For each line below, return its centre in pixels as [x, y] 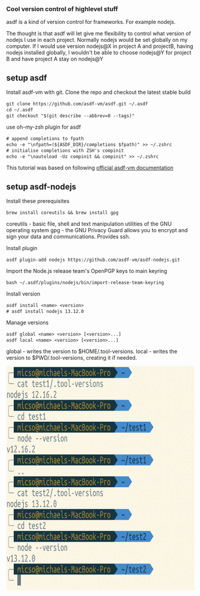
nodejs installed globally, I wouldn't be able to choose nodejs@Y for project [99, 53]
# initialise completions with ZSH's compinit [65, 151]
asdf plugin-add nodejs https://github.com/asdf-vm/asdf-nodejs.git [93, 260]
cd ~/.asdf [20, 110]
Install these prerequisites [38, 201]
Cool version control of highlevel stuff [62, 9]
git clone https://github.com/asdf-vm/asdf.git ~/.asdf [77, 104]
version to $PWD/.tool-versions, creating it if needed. [72, 357]
